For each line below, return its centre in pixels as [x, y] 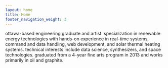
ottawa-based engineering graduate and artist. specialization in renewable [83, 34]
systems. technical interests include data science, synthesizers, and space [83, 50]
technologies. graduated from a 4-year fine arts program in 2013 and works [84, 55]
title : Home [18, 15]
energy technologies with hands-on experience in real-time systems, [77, 39]
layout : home [19, 10]
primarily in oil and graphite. [34, 60]
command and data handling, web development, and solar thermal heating [83, 44]
